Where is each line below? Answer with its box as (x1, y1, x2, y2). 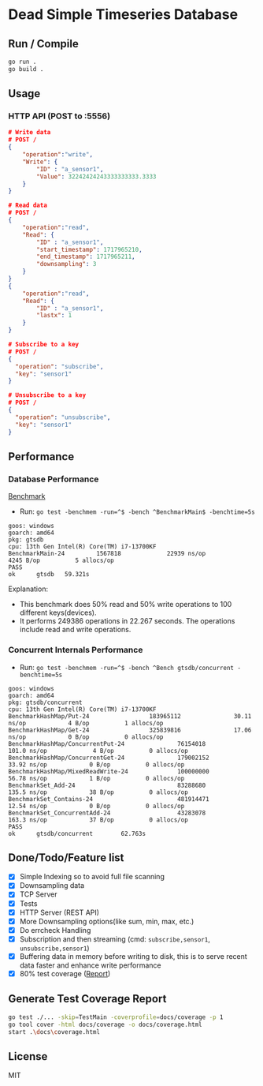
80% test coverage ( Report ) (19, 968, 111, 978)
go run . (8, 58, 37, 66)
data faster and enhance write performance (19, 961, 161, 970)
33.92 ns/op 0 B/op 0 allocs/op (8, 760, 185, 769)
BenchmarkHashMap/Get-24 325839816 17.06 (8, 726, 252, 734)
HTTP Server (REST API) (19, 908, 100, 917)
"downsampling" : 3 (36, 260, 97, 268)
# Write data (8, 129, 51, 137)
